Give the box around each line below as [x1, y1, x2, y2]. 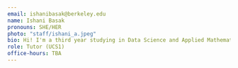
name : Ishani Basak [7, 17, 65, 24]
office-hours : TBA [7, 50, 62, 57]
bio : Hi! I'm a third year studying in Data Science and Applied [7, 37, 204, 44]
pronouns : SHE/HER [7, 23, 62, 30]
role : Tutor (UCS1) [7, 43, 65, 50]
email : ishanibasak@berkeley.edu [7, 10, 106, 18]
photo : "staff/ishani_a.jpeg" [7, 30, 97, 38]
